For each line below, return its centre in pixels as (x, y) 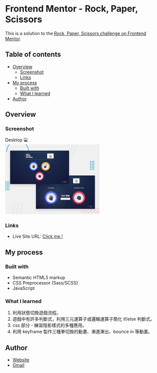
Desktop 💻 (17, 140)
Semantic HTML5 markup (39, 277)
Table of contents (33, 55)
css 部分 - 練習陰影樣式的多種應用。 (49, 325)
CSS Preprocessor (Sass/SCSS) (45, 283)
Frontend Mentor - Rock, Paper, (72, 9)
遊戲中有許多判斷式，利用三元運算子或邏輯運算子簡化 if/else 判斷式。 (83, 319)
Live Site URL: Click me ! (38, 236)
